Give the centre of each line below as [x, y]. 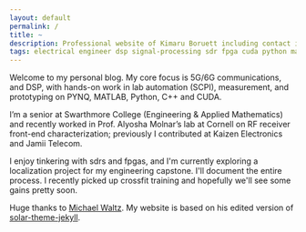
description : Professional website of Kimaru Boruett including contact [150, 43]
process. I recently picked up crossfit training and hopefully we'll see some [150, 181]
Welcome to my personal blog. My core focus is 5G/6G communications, [146, 77]
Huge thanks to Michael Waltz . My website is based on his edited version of [152, 208]
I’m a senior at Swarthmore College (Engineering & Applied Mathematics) [147, 115]
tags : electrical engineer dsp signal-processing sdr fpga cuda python [148, 52]
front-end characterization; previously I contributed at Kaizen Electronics [146, 134]
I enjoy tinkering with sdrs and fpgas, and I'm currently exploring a [134, 161]
